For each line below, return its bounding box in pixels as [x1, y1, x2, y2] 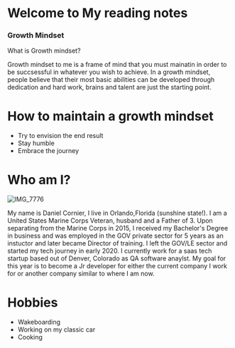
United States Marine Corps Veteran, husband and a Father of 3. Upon [7, 216, 213, 225]
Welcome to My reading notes [7, 5, 188, 21]
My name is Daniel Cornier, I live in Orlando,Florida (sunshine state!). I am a [7, 209, 227, 218]
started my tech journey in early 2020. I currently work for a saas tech [7, 247, 212, 255]
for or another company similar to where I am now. [7, 269, 155, 278]
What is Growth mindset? [7, 46, 81, 55]
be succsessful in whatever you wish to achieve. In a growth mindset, [7, 68, 211, 76]
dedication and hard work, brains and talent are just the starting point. [7, 83, 212, 92]
